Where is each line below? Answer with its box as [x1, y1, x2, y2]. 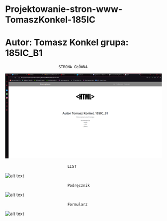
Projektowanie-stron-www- [5, 3, 123, 15]
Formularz [67, 202, 88, 207]
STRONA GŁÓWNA [58, 65, 88, 70]
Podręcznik [67, 183, 90, 188]
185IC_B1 [5, 47, 43, 59]
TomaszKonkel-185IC [5, 14, 96, 25]
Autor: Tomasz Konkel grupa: [5, 37, 129, 48]
